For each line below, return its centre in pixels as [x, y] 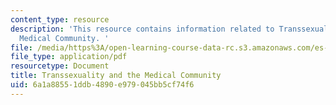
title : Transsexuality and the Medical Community [116, 76]
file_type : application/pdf [69, 57]
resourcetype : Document [60, 66]
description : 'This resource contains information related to [142, 29]
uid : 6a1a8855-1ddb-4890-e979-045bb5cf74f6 [102, 85]
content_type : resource [60, 19]
